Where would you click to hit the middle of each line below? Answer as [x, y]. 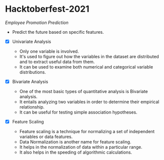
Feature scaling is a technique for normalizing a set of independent [87, 132]
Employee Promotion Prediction [37, 23]
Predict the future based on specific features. [58, 32]
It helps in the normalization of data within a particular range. [81, 147]
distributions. [33, 72]
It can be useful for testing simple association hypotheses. [78, 112]
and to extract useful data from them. [57, 62]
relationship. [32, 107]
